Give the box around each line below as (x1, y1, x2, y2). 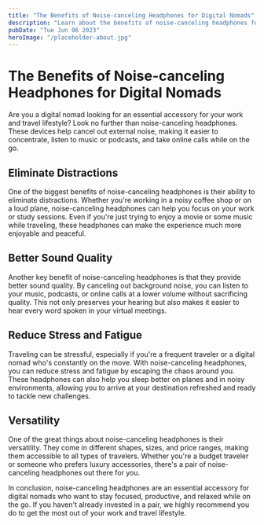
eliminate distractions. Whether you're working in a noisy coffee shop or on (8, 196, 251, 204)
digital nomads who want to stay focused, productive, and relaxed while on (8, 492, 251, 501)
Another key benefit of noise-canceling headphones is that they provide (8, 272, 241, 281)
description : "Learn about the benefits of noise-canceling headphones (8, 19, 247, 27)
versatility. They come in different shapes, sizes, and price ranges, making (8, 443, 249, 453)
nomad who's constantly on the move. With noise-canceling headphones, (8, 358, 247, 367)
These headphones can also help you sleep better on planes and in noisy (8, 374, 245, 384)
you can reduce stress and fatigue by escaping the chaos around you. (8, 366, 235, 376)
